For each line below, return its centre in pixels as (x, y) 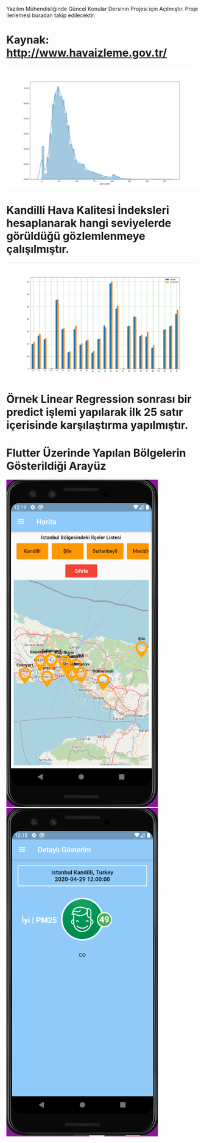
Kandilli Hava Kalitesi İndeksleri (88, 210)
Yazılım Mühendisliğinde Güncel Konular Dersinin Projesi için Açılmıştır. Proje (102, 9)
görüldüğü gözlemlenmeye (76, 236)
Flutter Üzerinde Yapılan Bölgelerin (96, 453)
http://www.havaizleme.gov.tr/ (87, 53)
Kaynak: (28, 40)
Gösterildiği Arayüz (56, 466)
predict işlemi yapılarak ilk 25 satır (95, 412)
